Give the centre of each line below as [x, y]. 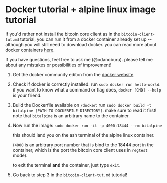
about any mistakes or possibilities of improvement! [58, 65]
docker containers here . [30, 50]
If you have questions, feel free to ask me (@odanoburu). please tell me [79, 59]
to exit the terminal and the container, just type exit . [66, 165]
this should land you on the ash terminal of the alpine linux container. [83, 135]
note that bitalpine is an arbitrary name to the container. [71, 115]
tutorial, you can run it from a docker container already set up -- [86, 39]
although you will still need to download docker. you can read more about [81, 44]
